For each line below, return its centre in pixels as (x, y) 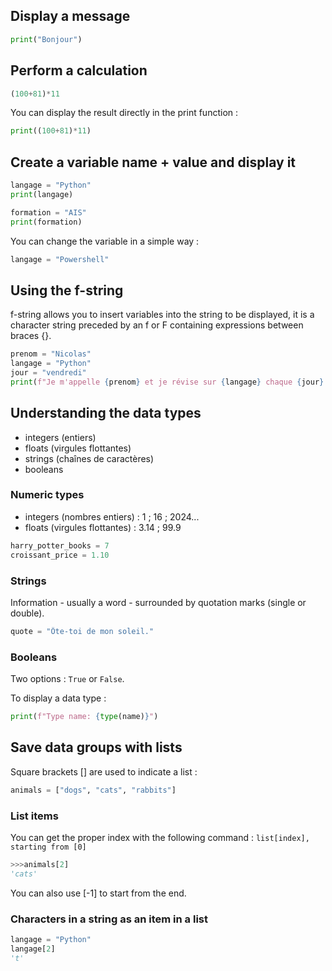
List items (34, 816)
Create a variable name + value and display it (153, 162)
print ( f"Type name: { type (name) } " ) (84, 717)
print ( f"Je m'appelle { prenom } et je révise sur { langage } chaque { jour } (167, 382)
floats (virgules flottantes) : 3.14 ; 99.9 (103, 527)
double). (27, 613)
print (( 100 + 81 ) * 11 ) (51, 131)
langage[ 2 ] (33, 949)
